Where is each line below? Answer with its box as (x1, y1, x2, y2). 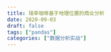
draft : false (7, 22, 44, 29)
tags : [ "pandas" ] (7, 28, 57, 36)
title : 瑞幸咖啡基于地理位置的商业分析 (7, 9, 105, 17)
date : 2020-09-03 (7, 16, 57, 23)
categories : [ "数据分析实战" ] (7, 35, 86, 42)
